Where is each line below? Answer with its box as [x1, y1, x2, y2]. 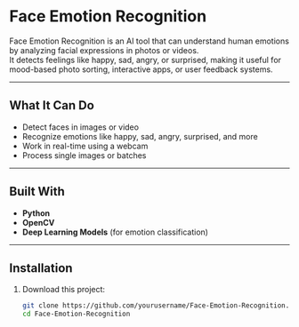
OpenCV [21, 217, 55, 227]
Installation [9, 260, 73, 275]
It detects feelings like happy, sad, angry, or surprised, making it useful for [9, 54, 282, 65]
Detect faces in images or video [21, 122, 140, 132]
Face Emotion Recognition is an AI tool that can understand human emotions [9, 36, 289, 46]
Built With [9, 184, 65, 199]
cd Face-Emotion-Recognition [21, 309, 131, 319]
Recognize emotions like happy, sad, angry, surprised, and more [21, 131, 258, 141]
